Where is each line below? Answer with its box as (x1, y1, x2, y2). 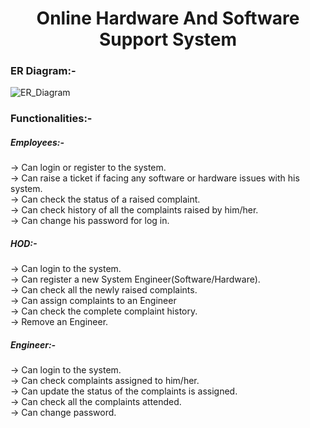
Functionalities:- (10, 112, 93, 126)
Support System (98, 28, 238, 51)
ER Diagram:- (10, 64, 77, 78)
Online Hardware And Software (36, 7, 300, 30)
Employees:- (10, 137, 65, 148)
